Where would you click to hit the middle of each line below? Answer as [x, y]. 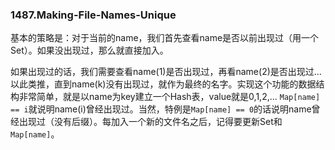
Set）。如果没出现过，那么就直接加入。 [89, 50]
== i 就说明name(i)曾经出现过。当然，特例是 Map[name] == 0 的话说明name [161, 109]
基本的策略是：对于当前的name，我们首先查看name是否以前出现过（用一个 [165, 38]
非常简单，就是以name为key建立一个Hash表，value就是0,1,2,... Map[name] [169, 97]
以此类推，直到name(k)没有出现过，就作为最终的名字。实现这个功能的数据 [163, 84]
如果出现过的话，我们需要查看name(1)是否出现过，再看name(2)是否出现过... [166, 72]
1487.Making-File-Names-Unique [93, 15]
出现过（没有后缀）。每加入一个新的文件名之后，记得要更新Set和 [150, 122]
